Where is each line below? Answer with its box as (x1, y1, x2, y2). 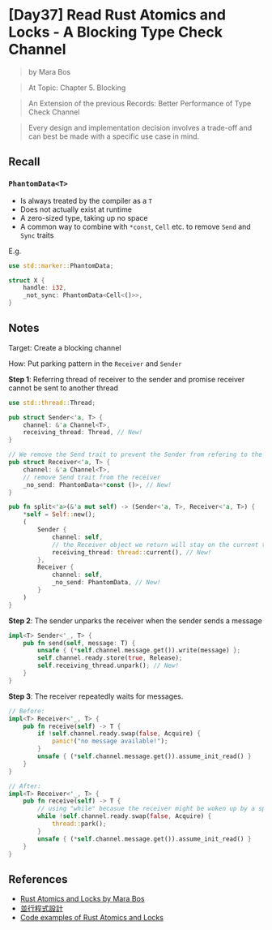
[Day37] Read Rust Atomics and (8, 6, 227, 24)
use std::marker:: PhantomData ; (8, 261, 114, 269)
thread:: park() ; (51, 820, 107, 829)
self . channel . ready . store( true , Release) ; (37, 654, 183, 662)
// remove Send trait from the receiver (23, 473, 161, 481)
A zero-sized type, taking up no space (19, 213, 148, 222)
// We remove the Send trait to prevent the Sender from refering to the (8, 450, 263, 459)
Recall (8, 155, 40, 169)
